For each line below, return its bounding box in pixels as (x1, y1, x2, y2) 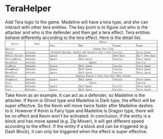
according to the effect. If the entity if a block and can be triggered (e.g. (5, 123, 149, 129)
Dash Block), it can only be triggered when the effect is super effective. (5, 128, 148, 134)
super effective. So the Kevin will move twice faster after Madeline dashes (5, 102, 153, 108)
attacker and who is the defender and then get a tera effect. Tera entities (5, 29, 150, 35)
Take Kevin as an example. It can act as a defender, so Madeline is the (5, 92, 146, 98)
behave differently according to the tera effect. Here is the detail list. (5, 35, 142, 40)
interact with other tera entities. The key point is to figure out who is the (5, 24, 148, 30)
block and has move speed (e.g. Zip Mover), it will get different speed (5, 118, 144, 124)
